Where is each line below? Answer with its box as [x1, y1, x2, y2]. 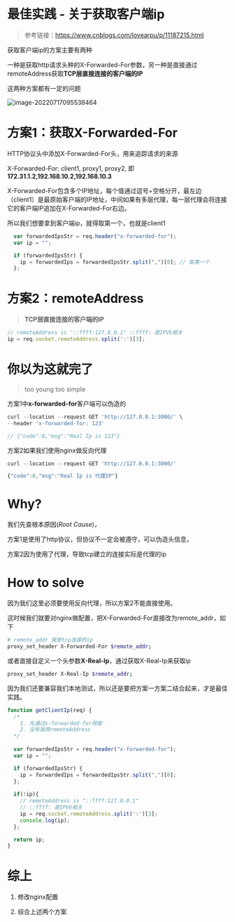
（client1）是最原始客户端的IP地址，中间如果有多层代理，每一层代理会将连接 [7, 195, 227, 204]
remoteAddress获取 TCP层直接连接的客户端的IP [7, 69, 143, 78]
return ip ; [13, 836, 45, 843]
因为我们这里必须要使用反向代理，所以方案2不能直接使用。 [7, 599, 177, 607]
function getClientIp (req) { [7, 707, 92, 714]
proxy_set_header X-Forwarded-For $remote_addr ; [7, 643, 152, 650]
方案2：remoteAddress [7, 291, 144, 306]
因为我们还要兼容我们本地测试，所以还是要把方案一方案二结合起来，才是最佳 [7, 683, 228, 693]
